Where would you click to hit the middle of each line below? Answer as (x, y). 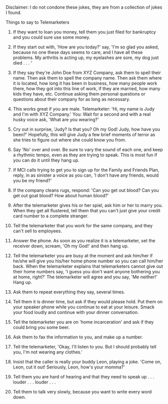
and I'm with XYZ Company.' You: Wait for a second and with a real (82, 114)
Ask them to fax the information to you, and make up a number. (78, 337)
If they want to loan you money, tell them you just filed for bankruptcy (84, 32)
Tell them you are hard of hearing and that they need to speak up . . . (83, 377)
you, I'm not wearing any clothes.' (48, 352)
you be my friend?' (32, 180)
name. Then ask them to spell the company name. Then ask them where (87, 78)
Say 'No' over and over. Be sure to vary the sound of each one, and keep (88, 149)
